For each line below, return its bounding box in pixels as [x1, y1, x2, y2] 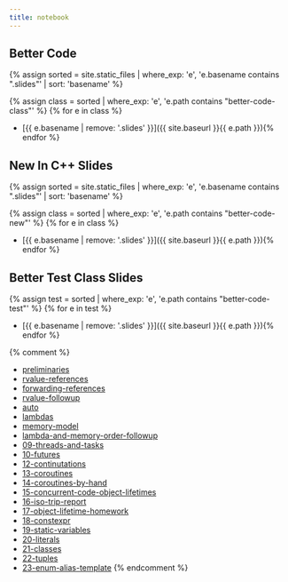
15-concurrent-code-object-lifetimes [21, 487, 157, 498]
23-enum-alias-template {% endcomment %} [21, 562, 189, 573]
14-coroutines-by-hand [21, 477, 108, 489]
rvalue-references [21, 374, 89, 385]
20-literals [21, 534, 60, 545]
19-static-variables [21, 525, 91, 536]
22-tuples [21, 553, 58, 564]
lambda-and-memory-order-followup [21, 430, 158, 441]
